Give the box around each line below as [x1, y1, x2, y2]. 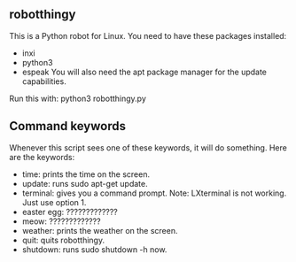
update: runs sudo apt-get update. [21, 178, 148, 189]
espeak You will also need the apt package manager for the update [21, 66, 268, 77]
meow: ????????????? [21, 216, 101, 227]
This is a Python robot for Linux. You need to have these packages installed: [9, 30, 287, 41]
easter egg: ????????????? [21, 206, 118, 217]
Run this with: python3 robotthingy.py [9, 93, 146, 104]
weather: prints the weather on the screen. [21, 225, 179, 235]
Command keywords [9, 119, 127, 134]
